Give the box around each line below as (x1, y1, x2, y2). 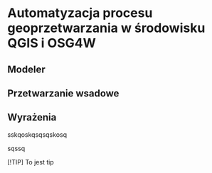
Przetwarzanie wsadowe (7, 87, 120, 99)
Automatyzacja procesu (7, 5, 153, 21)
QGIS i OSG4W (7, 35, 96, 51)
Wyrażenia (7, 111, 57, 123)
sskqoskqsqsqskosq (7, 130, 68, 139)
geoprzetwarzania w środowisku (7, 20, 206, 36)
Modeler (7, 63, 46, 75)
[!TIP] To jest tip (7, 157, 55, 166)
